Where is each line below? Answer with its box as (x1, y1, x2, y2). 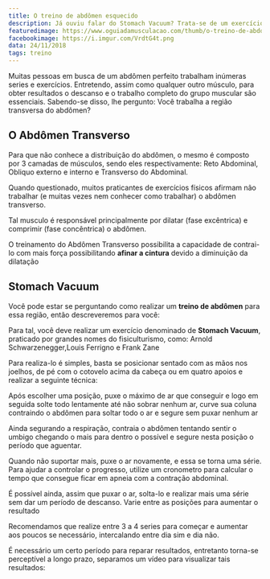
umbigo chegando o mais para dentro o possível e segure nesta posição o (8, 432, 255, 441)
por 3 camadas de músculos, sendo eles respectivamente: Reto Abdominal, (8, 158, 259, 168)
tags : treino (8, 49, 52, 57)
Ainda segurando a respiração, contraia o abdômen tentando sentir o (8, 423, 237, 433)
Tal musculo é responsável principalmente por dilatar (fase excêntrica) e (8, 215, 248, 225)
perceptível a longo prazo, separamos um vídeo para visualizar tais (8, 554, 231, 564)
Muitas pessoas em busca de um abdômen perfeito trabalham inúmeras (8, 72, 247, 80)
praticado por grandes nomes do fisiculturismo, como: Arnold (8, 334, 213, 343)
